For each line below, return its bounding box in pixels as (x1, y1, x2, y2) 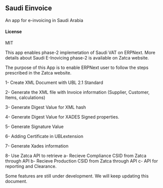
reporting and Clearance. (5, 163, 57, 169)
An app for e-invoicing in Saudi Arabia (5, 17, 84, 23)
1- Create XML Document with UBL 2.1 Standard (5, 79, 103, 85)
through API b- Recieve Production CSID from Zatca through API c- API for (5, 158, 158, 164)
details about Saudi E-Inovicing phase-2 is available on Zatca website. (5, 55, 149, 61)
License (5, 28, 22, 34)
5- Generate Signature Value (5, 123, 64, 129)
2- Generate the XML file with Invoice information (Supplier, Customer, (5, 89, 150, 95)
